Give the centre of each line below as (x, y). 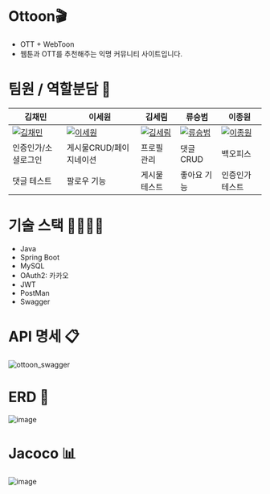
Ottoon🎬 (38, 17)
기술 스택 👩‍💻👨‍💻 (56, 226)
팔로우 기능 (87, 181)
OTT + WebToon (47, 44)
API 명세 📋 (44, 337)
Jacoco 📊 (42, 453)
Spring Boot (40, 257)
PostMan (35, 293)
